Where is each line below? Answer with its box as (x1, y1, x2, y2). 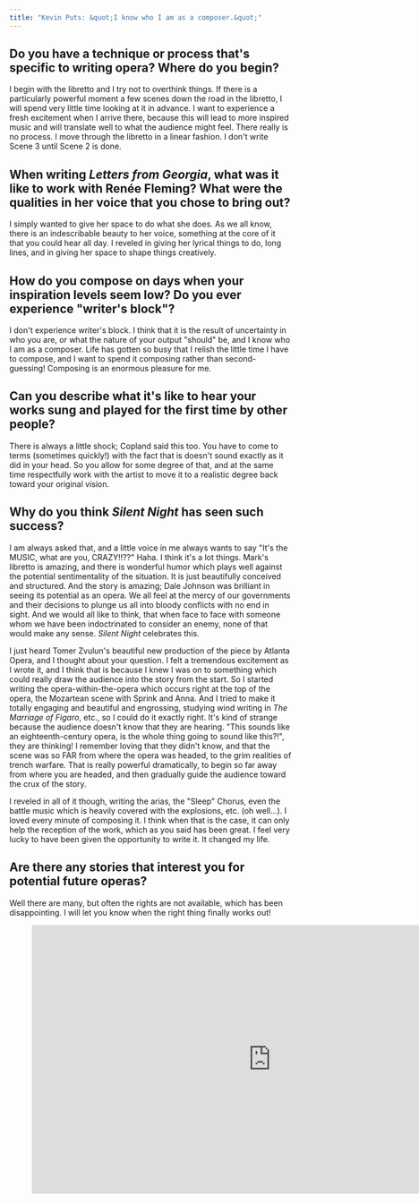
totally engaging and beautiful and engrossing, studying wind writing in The (9, 702, 288, 712)
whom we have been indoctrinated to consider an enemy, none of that (9, 619, 269, 629)
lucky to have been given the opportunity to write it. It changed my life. (9, 833, 270, 844)
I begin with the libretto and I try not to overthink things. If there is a (9, 84, 258, 95)
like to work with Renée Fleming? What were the (9, 181, 283, 196)
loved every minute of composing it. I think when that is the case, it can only (9, 815, 290, 825)
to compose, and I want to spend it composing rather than (9, 354, 224, 364)
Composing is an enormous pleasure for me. (47, 363, 212, 374)
